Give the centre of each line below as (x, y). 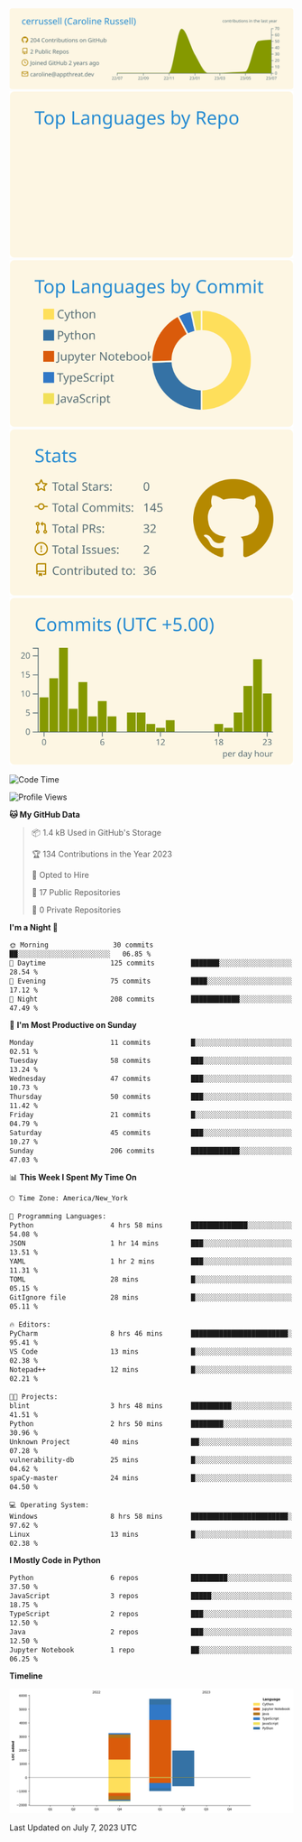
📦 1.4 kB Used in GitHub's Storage (96, 832)
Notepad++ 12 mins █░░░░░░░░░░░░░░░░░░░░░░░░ (151, 1370)
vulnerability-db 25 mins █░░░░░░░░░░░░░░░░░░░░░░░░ (151, 1460)
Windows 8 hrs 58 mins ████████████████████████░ (151, 1516)
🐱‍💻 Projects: (34, 1397)
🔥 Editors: (30, 1324)
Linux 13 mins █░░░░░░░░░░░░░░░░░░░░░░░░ (151, 1534)
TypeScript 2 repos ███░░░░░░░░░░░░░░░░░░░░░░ (151, 1614)
